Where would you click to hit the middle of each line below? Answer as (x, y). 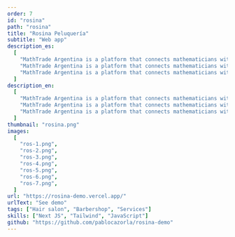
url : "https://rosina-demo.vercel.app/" (67, 196)
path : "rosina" (29, 27)
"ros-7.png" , (39, 183)
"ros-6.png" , (39, 177)
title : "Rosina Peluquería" (48, 33)
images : (19, 131)
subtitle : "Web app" (37, 40)
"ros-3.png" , (39, 157)
